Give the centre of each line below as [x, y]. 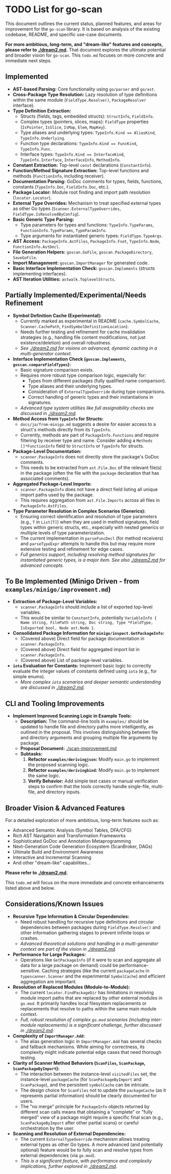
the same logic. [44, 776]
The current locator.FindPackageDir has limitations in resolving [87, 992]
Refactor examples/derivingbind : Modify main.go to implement [93, 770]
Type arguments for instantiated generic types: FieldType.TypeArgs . [92, 236]
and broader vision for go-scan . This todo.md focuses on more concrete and [84, 55]
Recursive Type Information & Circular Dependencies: [71, 916]
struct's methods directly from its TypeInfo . [66, 429]
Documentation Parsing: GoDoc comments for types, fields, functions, [88, 181]
